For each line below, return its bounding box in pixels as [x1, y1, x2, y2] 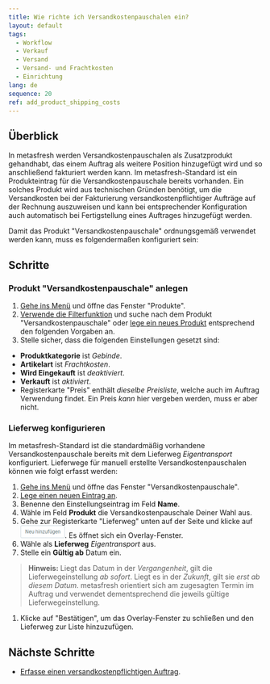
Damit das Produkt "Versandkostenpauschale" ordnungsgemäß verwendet [8, 226, 256, 236]
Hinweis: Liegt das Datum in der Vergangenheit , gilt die [27, 564, 213, 573]
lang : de [8, 81, 38, 89]
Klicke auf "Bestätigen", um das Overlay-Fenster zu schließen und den [19, 614, 254, 623]
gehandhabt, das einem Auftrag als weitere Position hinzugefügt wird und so [8, 159, 264, 169]
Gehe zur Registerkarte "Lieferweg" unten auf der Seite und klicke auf [19, 517, 253, 527]
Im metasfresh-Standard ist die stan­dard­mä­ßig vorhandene [8, 441, 206, 451]
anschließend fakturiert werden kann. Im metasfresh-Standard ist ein [8, 168, 238, 178]
